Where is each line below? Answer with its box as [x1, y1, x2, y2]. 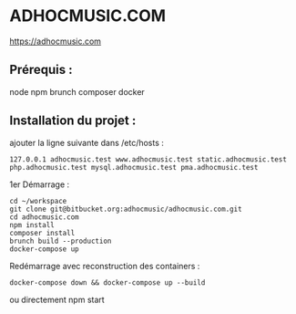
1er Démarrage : [9, 179, 70, 190]
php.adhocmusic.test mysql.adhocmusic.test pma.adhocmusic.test [9, 162, 259, 172]
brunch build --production [9, 236, 112, 246]
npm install [9, 220, 55, 229]
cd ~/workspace [9, 196, 67, 205]
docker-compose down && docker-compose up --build [9, 277, 206, 288]
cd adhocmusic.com [9, 212, 79, 222]
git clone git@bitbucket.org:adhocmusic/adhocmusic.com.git [9, 204, 243, 214]
